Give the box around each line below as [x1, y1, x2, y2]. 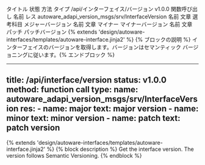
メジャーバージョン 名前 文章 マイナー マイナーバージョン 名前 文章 [23, 21, 193, 28]
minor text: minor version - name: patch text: [6, 113, 181, 123]
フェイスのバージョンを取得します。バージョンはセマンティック [22, 43, 181, 51]
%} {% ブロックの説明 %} [126, 36, 191, 43]
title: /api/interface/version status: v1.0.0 [6, 75, 167, 86]
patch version [6, 123, 60, 133]
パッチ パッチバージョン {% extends [6, 28, 98, 35]
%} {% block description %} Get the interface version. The [46, 145, 194, 153]
